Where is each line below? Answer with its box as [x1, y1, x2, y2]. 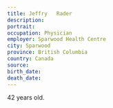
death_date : [7, 74, 41, 82]
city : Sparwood [7, 42, 51, 49]
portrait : [7, 23, 36, 30]
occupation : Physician [7, 29, 72, 37]
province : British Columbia [7, 49, 88, 56]
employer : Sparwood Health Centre [7, 36, 107, 43]
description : [7, 17, 45, 24]
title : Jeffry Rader [7, 10, 72, 17]
